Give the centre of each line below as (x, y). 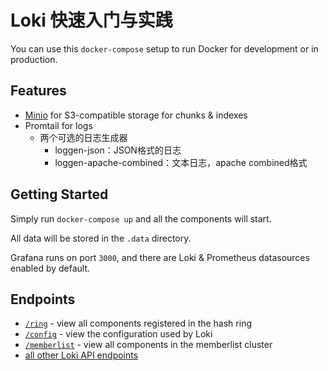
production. (34, 59)
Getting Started (59, 194)
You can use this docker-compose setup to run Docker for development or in (164, 48)
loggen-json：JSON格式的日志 (118, 150)
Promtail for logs (58, 125)
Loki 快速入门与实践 (91, 20)
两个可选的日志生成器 (83, 137)
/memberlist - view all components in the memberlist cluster (148, 345)
